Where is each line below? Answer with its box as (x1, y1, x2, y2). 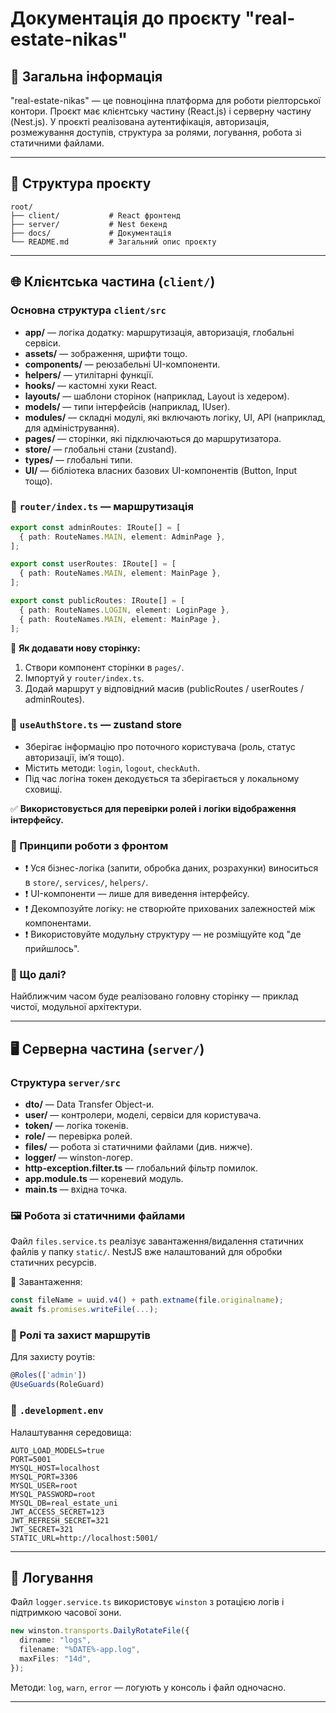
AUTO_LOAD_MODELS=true (10, 1445, 105, 1456)
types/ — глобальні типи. (24, 453, 133, 466)
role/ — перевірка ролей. (24, 1130, 133, 1142)
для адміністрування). (24, 422, 120, 434)
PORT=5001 (10, 1454, 52, 1464)
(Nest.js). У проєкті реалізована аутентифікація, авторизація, (10, 116, 270, 127)
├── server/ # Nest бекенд (10, 219, 168, 229)
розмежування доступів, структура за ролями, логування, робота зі (10, 127, 302, 138)
